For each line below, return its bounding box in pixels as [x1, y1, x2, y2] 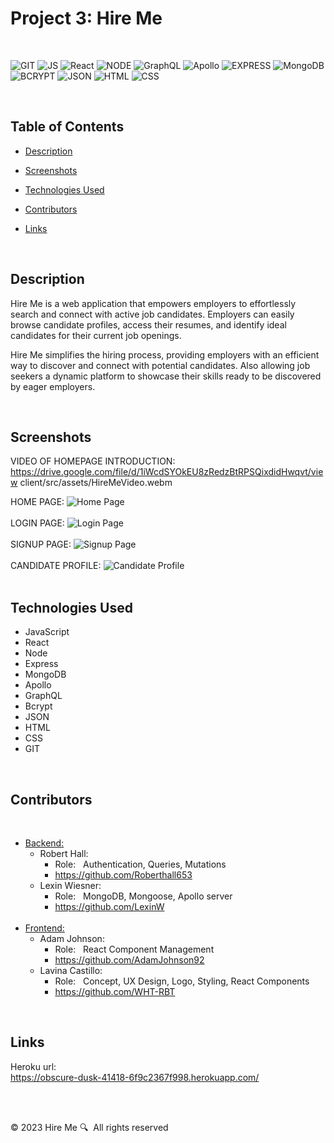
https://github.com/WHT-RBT [54, 986, 176, 997]
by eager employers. [10, 380, 96, 392]
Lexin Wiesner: [39, 880, 102, 891]
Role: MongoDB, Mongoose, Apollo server [54, 890, 233, 902]
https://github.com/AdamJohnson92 [54, 954, 205, 966]
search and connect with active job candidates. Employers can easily [10, 308, 295, 320]
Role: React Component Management [54, 943, 215, 955]
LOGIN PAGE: [10, 517, 65, 529]
